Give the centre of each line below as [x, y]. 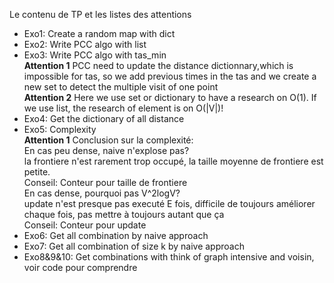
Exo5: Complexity [60, 129]
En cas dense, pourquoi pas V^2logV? [102, 193]
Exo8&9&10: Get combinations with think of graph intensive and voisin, [169, 257]
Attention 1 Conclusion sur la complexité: [108, 140]
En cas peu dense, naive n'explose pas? [106, 150]
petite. [37, 172]
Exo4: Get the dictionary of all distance [104, 118]
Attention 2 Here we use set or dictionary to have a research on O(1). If [170, 97]
